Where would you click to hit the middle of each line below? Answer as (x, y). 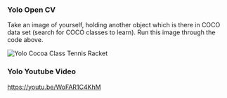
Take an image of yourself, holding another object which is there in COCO (114, 25)
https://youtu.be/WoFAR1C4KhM (54, 87)
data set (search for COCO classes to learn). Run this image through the (111, 32)
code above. (25, 40)
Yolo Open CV (32, 10)
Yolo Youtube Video (41, 71)
